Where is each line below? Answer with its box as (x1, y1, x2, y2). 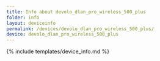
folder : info (6, 14, 40, 21)
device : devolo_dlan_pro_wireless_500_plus (6, 31, 119, 37)
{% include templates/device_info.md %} (6, 48, 110, 55)
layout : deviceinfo (6, 20, 56, 26)
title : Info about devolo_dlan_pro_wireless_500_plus (6, 8, 147, 15)
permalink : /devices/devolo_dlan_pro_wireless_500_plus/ (6, 25, 155, 32)
